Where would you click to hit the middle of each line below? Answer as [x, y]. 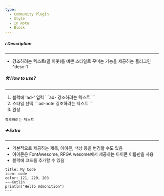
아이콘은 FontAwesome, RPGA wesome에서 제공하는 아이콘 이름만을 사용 [83, 154]
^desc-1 [20, 67]
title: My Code [20, 170]
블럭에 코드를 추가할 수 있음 [38, 160]
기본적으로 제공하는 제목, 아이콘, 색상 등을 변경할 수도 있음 [67, 148]
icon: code [16, 174]
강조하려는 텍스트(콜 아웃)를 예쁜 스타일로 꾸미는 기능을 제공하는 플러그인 [82, 61]
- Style [17, 18]
